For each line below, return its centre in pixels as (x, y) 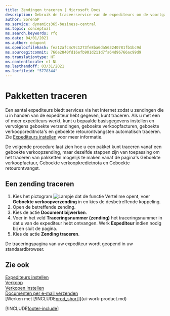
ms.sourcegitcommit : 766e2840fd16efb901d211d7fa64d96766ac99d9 (73, 52)
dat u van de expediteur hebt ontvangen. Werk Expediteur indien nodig (87, 223)
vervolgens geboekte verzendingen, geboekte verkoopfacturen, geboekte (82, 126)
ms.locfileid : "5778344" (31, 71)
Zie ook (17, 265)
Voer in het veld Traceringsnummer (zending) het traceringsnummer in (88, 217)
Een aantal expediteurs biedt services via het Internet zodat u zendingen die (84, 110)
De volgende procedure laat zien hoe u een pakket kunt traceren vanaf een (83, 147)
